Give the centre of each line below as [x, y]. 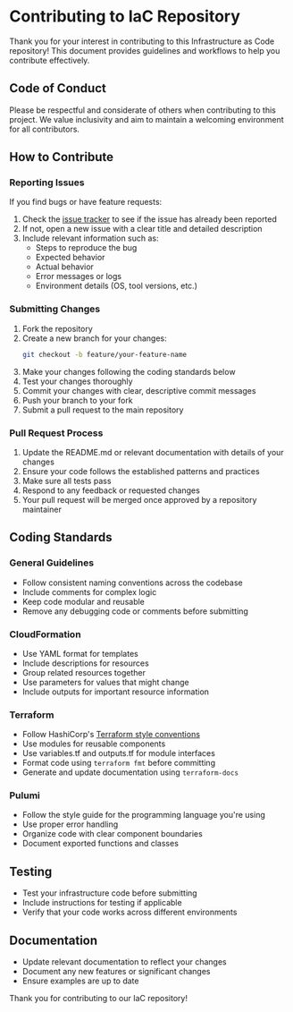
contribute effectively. [50, 60]
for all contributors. [45, 129]
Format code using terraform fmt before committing [119, 763]
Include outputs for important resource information [116, 692]
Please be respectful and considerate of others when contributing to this [143, 110]
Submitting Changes [55, 309]
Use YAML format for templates [80, 653]
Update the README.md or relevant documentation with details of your [153, 452]
